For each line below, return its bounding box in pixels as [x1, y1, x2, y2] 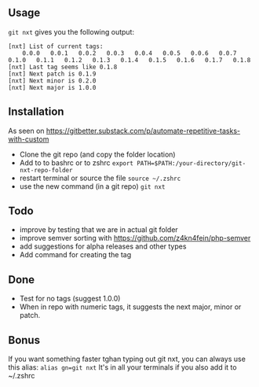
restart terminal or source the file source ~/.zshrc [19, 173, 181, 182]
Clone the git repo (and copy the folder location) [19, 149, 176, 159]
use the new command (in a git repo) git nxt [19, 181, 166, 191]
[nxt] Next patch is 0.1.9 [8, 70, 97, 78]
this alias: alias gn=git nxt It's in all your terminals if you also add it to [8, 363, 237, 372]
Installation [8, 105, 64, 119]
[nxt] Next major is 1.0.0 [8, 83, 97, 91]
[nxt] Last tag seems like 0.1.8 [8, 63, 118, 71]
